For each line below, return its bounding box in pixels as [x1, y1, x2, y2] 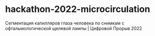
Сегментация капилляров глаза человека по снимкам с [5, 20, 125, 26]
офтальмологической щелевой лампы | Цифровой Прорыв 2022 [5, 25, 142, 31]
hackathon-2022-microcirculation [5, 3, 151, 15]
